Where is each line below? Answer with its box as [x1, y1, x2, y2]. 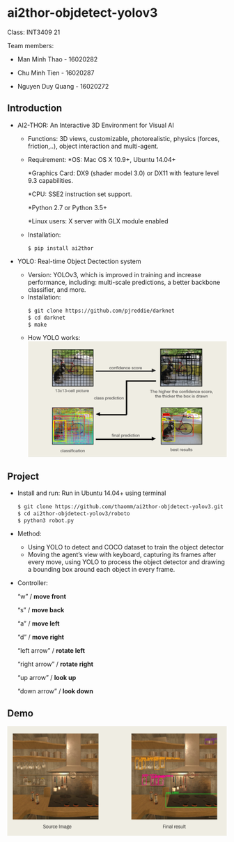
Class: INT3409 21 [7, 28, 61, 36]
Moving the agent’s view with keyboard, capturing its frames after [27, 550, 217, 559]
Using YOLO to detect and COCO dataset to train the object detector [27, 543, 224, 552]
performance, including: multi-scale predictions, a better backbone [27, 278, 221, 286]
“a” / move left [17, 619, 60, 628]
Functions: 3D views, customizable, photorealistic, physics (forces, [27, 134, 220, 142]
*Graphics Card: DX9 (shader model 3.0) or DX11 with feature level [27, 169, 219, 177]
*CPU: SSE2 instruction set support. [27, 190, 132, 198]
